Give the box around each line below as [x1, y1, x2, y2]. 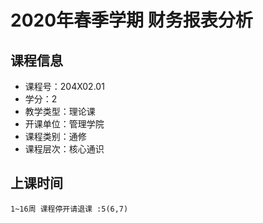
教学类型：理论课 [24, 106, 96, 117]
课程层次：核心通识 [24, 143, 105, 155]
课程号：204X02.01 [24, 81, 105, 92]
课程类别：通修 [24, 131, 87, 142]
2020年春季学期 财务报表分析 [10, 9, 253, 32]
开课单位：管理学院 [24, 118, 105, 130]
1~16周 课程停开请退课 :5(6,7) [10, 204, 129, 214]
